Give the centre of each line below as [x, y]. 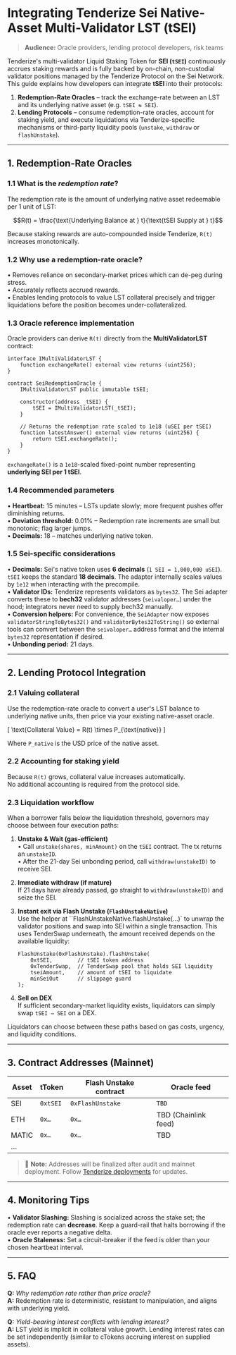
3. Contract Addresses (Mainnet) [81, 1063]
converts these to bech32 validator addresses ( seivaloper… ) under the [110, 599]
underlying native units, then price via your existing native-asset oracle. [111, 716]
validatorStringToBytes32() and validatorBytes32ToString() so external [113, 621]
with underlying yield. [39, 1308]
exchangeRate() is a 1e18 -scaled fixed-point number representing [101, 465]
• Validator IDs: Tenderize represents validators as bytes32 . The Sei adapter [118, 591]
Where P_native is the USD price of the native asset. [83, 743]
